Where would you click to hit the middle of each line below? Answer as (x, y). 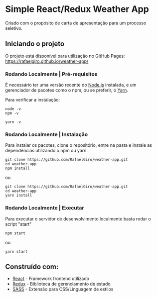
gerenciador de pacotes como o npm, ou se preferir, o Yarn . (67, 90)
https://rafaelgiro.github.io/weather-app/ (47, 61)
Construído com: (32, 267)
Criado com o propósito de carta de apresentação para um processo (76, 23)
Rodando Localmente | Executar (45, 208)
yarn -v (13, 122)
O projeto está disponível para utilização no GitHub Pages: (65, 56)
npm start (15, 233)
